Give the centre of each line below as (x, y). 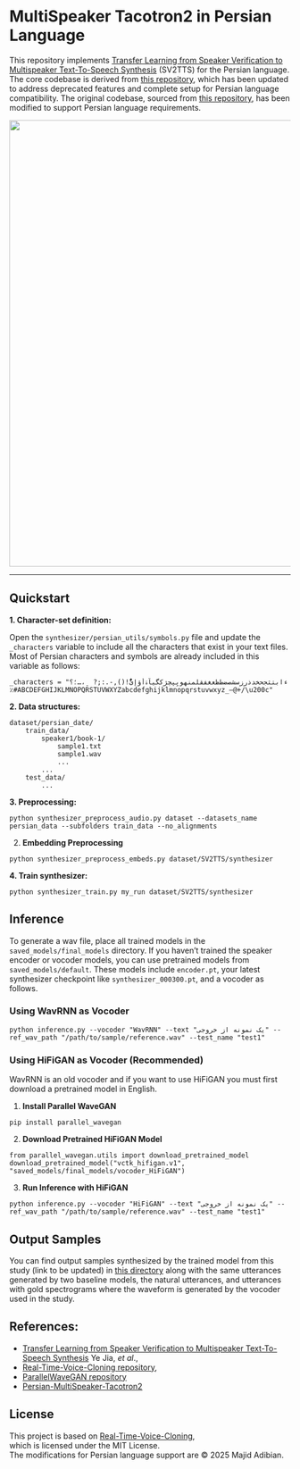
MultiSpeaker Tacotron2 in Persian (141, 17)
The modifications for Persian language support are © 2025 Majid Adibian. (146, 1455)
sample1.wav (79, 754)
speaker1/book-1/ (73, 739)
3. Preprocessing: (43, 802)
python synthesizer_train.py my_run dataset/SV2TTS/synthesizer (131, 892)
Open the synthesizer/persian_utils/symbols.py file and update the (135, 637)
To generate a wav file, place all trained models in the (108, 940)
